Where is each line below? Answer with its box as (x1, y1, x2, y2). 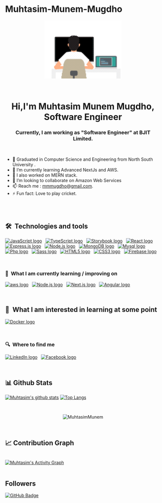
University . (12, 161, 36, 167)
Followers (5, 479, 36, 488)
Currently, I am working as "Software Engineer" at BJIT (15, 129, 151, 136)
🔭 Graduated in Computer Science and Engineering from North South (12, 156, 153, 162)
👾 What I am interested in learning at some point (5, 306, 157, 314)
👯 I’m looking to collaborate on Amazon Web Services (12, 177, 122, 183)
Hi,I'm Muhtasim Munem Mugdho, (11, 101, 155, 112)
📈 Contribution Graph (5, 439, 74, 447)
